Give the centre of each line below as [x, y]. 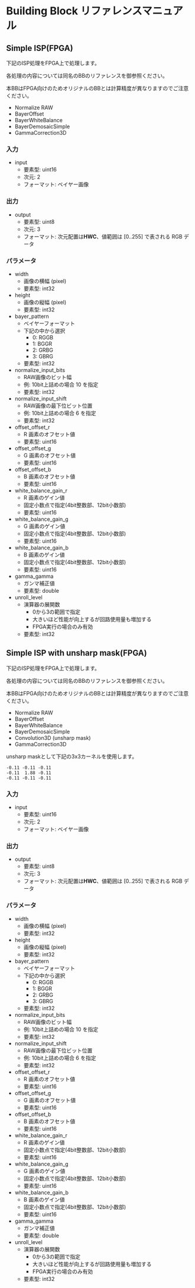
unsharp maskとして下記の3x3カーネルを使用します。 [72, 756]
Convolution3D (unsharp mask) [53, 737]
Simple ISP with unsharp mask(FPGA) [77, 653]
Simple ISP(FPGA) [40, 48]
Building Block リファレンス [74, 11]
